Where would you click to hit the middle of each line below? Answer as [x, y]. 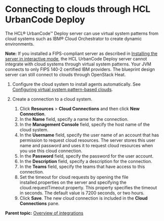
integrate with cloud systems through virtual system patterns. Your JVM [78, 64]
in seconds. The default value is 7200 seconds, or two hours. [82, 193]
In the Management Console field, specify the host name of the [84, 124]
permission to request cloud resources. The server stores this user [87, 140]
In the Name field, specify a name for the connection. [74, 119]
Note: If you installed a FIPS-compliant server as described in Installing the [82, 54]
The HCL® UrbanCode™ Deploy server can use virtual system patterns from [82, 33]
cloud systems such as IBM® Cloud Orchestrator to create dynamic [74, 39]
